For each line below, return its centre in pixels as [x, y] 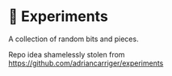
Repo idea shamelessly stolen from [67, 54]
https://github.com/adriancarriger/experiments [86, 63]
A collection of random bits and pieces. [73, 39]
